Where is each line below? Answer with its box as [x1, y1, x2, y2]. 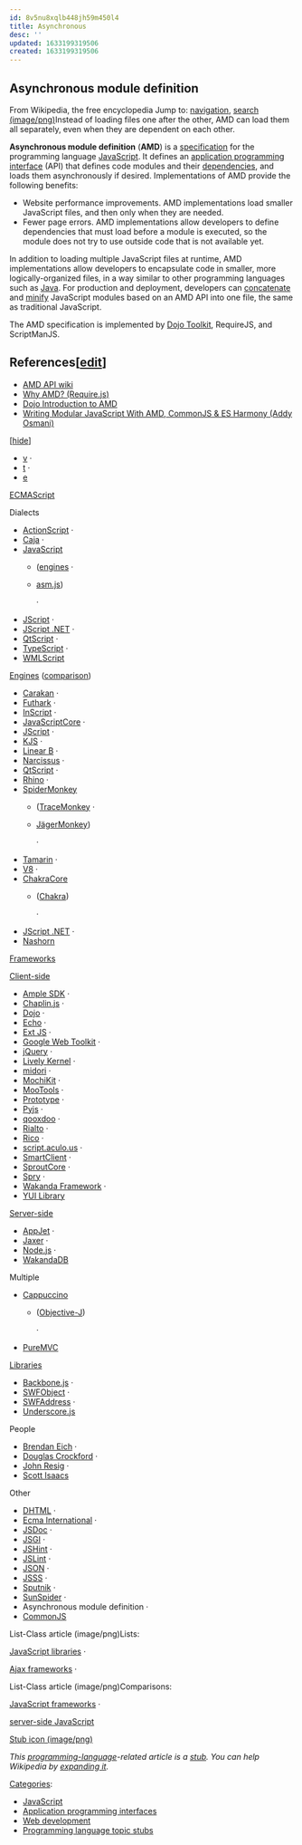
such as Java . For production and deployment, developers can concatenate [9, 282, 291, 293]
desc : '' [9, 30, 42, 39]
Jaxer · [22, 1235, 49, 1245]
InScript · [22, 706, 57, 717]
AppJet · [22, 1225, 55, 1236]
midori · [22, 1065, 52, 1076]
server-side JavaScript [9, 1715, 95, 1726]
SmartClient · [22, 1151, 71, 1162]
